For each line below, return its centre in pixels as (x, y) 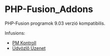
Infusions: (15, 33)
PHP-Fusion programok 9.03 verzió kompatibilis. (55, 23)
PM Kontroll (24, 43)
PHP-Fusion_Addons (49, 9)
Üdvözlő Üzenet (29, 48)
